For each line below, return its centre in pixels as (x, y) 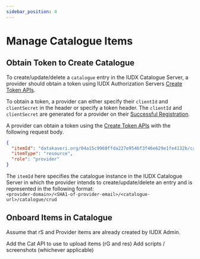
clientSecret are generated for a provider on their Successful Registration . (98, 114)
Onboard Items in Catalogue (59, 218)
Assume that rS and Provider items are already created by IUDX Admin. (93, 232)
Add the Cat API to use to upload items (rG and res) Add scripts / (86, 244)
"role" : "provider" (36, 159)
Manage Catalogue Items (70, 41)
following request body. (35, 132)
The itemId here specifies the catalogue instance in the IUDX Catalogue (94, 176)
